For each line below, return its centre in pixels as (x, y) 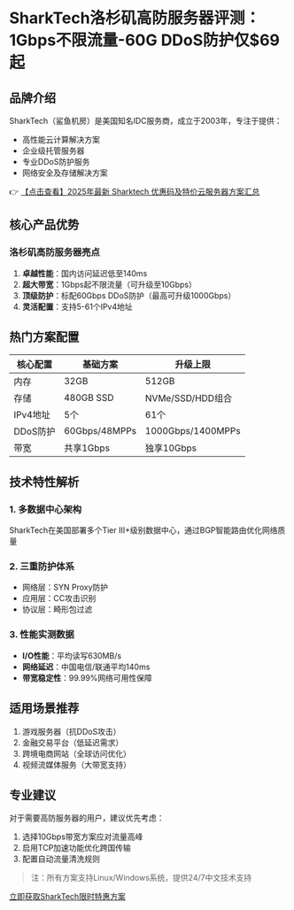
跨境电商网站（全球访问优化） (76, 753)
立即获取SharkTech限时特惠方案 (67, 897)
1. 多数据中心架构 (46, 509)
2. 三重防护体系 (42, 567)
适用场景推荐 (44, 709)
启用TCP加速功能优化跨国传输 (76, 848)
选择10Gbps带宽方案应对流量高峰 (82, 837)
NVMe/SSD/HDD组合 (189, 397)
